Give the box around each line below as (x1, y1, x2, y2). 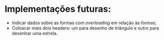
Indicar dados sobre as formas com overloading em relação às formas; (11, 20, 157, 26)
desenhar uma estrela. (11, 30, 58, 36)
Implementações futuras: (4, 3, 111, 15)
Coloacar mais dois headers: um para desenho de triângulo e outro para (11, 25, 160, 31)
